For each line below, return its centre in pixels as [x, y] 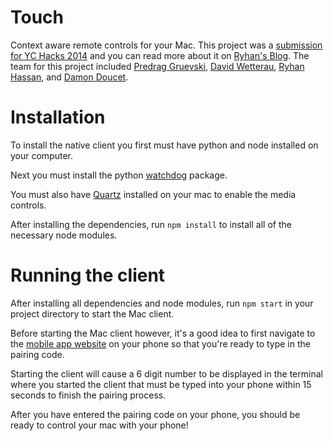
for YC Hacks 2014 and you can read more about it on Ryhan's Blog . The [160, 55]
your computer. [42, 155]
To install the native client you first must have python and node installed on [164, 145]
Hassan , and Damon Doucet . [69, 77]
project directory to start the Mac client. [92, 313]
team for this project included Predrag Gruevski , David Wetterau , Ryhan [157, 66]
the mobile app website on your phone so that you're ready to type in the [160, 343]
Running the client [88, 275]
